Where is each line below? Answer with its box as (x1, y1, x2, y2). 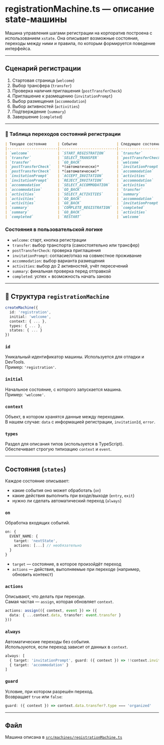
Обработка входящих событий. (5, 520, 70, 526)
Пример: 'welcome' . (5, 391, 45, 397)
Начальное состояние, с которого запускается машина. (5, 386, 122, 392)
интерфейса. (5, 45, 32, 51)
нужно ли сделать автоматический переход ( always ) (12, 498, 122, 504)
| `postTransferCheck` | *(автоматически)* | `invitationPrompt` (5, 164, 161, 169)
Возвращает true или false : (5, 694, 63, 700)
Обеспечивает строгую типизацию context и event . (5, 446, 112, 452)
